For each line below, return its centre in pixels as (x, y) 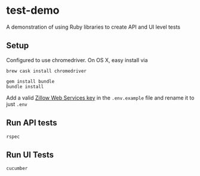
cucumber (17, 169)
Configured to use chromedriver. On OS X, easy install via (77, 60)
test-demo (33, 10)
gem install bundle (30, 81)
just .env (17, 104)
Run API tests (32, 123)
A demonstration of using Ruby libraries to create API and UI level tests (93, 27)
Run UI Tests (30, 155)
